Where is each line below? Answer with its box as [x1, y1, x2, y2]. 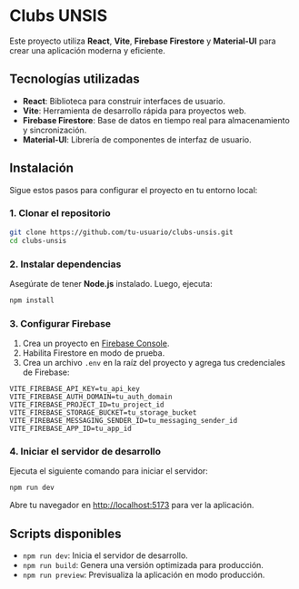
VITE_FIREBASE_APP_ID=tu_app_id [9, 424, 132, 434]
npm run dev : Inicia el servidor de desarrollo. [22, 550, 188, 561]
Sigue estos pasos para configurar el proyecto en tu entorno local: [9, 184, 258, 195]
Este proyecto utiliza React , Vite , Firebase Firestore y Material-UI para [9, 35, 276, 46]
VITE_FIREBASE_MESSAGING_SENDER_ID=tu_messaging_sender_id [9, 417, 238, 426]
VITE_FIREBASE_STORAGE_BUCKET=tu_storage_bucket [9, 408, 197, 417]
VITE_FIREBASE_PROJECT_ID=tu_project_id [9, 400, 165, 409]
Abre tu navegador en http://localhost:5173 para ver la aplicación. [9, 500, 254, 511]
